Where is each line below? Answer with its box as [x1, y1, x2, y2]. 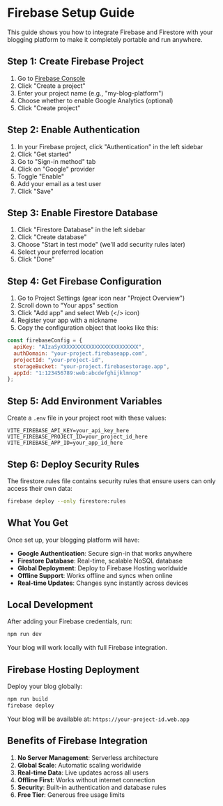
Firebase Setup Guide [7, 5, 134, 21]
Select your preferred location [17, 248, 104, 256]
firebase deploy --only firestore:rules [7, 497, 127, 505]
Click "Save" [17, 187, 54, 195]
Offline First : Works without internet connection [17, 775, 155, 784]
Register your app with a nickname [17, 316, 117, 325]
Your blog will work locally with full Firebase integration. [7, 644, 168, 652]
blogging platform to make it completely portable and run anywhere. [7, 35, 203, 43]
